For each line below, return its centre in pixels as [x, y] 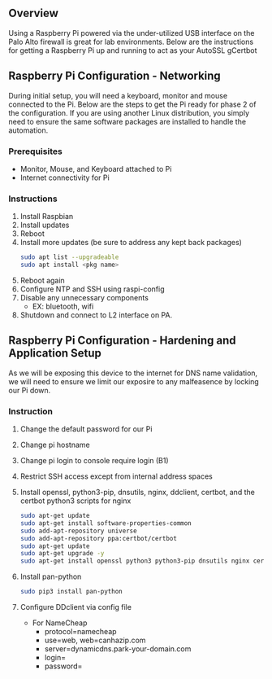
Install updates [45, 225]
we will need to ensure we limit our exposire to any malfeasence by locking [134, 381]
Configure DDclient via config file [76, 607]
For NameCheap [60, 623]
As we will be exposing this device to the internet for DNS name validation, [133, 373]
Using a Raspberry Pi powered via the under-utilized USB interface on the [132, 33]
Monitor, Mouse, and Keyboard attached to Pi [96, 169]
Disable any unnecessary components [84, 297]
